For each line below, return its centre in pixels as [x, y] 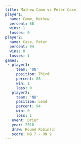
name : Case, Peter [29, 42]
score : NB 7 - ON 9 [32, 134]
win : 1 [23, 83]
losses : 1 [20, 56]
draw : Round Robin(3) [34, 129]
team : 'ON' [27, 70]
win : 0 [23, 111]
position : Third [33, 74]
